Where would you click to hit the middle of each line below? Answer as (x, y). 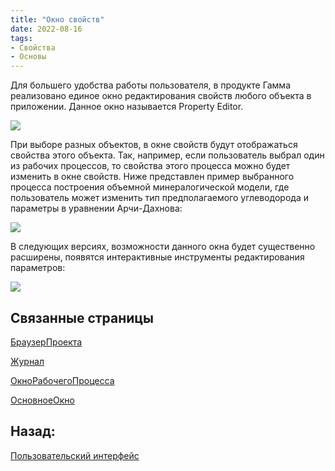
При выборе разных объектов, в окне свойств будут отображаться (154, 145)
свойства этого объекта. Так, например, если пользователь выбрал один (167, 155)
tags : (21, 38)
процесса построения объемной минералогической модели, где (150, 187)
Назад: (33, 431)
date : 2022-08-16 (46, 29)
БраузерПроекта (46, 342)
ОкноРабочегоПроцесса (62, 380)
